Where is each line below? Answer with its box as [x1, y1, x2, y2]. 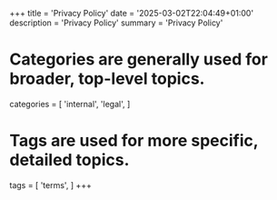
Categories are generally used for [9, 49, 268, 70]
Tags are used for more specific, [9, 131, 259, 151]
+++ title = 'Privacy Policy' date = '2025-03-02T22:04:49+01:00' [9, 8, 254, 18]
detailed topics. [9, 150, 130, 171]
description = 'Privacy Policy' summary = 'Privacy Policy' [9, 17, 223, 28]
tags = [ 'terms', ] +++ [9, 179, 93, 190]
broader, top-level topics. [9, 68, 205, 89]
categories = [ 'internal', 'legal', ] [9, 98, 131, 109]
